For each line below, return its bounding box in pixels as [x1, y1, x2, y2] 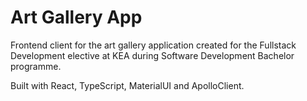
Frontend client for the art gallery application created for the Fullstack [10, 39, 297, 51]
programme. [10, 60, 62, 72]
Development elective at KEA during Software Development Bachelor [10, 49, 295, 61]
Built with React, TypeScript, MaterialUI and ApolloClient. [10, 79, 245, 91]
